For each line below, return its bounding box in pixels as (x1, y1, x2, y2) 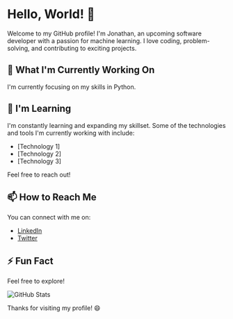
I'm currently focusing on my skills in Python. (7, 83, 136, 91)
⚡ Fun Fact (7, 255, 54, 267)
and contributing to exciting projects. (31, 44, 137, 52)
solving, (7, 44, 30, 52)
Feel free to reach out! (7, 170, 71, 179)
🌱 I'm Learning (7, 103, 72, 115)
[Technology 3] (17, 156, 61, 165)
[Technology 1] (17, 142, 61, 150)
